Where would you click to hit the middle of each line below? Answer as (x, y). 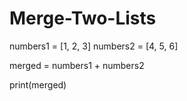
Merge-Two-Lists (83, 18)
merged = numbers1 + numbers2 (77, 65)
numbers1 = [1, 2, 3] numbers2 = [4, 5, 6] (94, 46)
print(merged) (38, 84)
